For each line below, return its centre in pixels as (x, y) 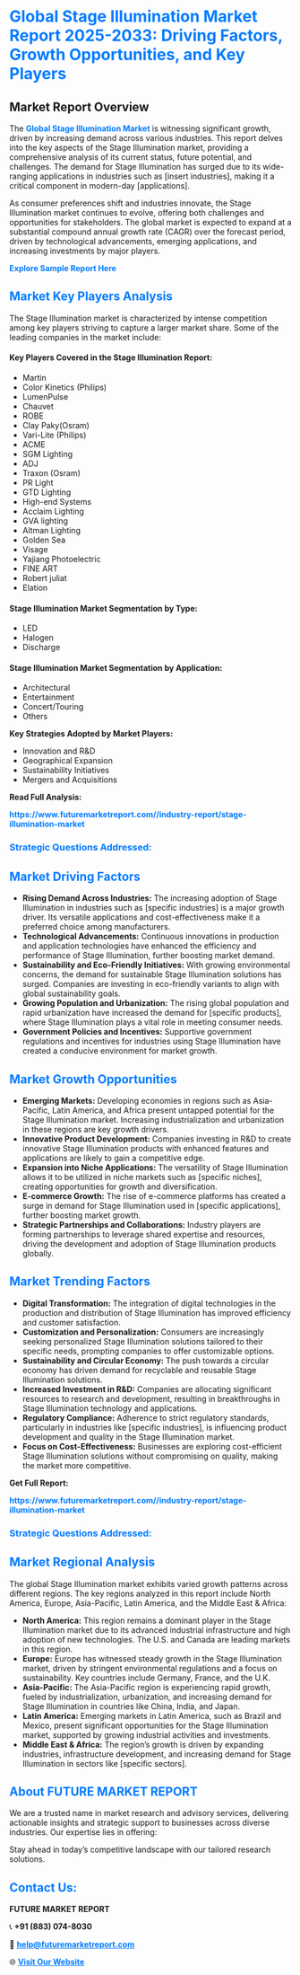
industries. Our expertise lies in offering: (83, 1832)
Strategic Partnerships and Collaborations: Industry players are (141, 1224)
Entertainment (48, 697)
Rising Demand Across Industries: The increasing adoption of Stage (150, 898)
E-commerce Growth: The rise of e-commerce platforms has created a (154, 1195)
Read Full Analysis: (46, 798)
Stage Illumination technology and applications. (110, 1408)
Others (35, 717)
